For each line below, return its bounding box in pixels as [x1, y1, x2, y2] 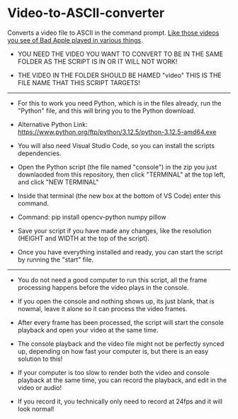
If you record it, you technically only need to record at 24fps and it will [17, 397, 223, 406]
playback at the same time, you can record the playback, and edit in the [17, 376, 227, 384]
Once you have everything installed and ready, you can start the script [17, 247, 223, 256]
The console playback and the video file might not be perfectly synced [17, 339, 225, 348]
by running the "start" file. [17, 255, 94, 264]
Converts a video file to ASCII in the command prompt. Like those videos [7, 28, 220, 37]
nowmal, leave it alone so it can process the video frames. [17, 304, 188, 313]
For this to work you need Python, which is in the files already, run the [17, 99, 222, 107]
